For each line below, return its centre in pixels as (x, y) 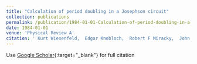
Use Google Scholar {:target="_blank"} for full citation (70, 55)
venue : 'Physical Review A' (40, 33)
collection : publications (38, 17)
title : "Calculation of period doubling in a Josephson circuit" (87, 11)
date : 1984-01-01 (27, 28)
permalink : (19, 22)
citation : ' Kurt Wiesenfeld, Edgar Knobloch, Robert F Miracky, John (98, 38)
